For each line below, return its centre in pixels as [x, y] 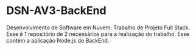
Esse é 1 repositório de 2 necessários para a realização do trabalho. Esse [98, 34]
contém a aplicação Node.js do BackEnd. [58, 40]
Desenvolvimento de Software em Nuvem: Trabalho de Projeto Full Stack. [98, 27]
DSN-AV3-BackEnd [56, 11]
